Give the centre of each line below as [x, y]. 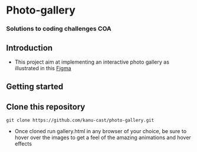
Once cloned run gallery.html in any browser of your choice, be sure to [101, 131]
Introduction [29, 48]
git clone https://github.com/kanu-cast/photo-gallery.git [80, 120]
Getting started [35, 87]
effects [23, 144]
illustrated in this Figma [43, 68]
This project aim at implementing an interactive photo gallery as [92, 62]
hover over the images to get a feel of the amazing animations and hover [103, 138]
